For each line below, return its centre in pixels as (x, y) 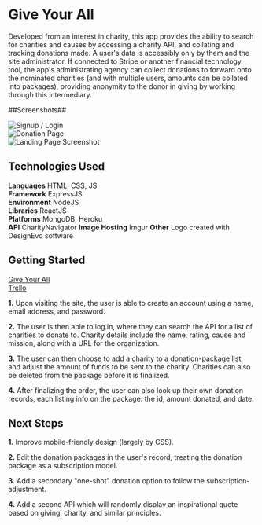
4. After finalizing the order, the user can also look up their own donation (126, 390)
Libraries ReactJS (37, 211)
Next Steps (36, 423)
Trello (17, 288)
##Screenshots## (37, 110)
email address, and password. (57, 311)
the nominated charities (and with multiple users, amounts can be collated (128, 78)
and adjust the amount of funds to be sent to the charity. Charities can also (129, 366)
